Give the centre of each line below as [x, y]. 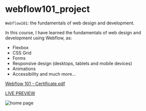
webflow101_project [48, 9]
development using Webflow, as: [39, 38]
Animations [24, 69]
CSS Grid [22, 53]
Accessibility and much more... [44, 74]
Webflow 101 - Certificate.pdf [35, 84]
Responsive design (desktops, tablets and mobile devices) [72, 63]
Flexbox [20, 47]
